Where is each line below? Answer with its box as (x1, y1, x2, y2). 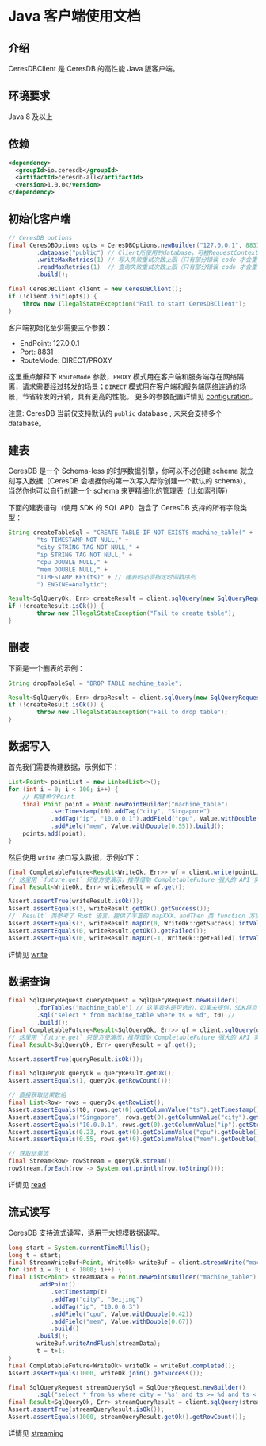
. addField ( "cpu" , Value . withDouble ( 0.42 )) (50, 1310, 193, 1318)
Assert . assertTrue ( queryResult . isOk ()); (8, 1055, 144, 1063)
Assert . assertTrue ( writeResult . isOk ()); (8, 898, 144, 906)
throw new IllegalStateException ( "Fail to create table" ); (36, 610, 236, 617)
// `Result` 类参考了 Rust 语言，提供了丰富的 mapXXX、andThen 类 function (8, 912, 246, 921)
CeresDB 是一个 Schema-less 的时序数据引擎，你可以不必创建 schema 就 (8, 466, 248, 476)
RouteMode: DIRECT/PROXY (19, 355, 112, 365)
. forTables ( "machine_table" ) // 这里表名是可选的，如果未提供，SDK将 (36, 1004, 252, 1012)
